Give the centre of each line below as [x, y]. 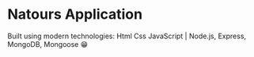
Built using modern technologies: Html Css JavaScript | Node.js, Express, [127, 36]
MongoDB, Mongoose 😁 [48, 44]
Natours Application [75, 14]
